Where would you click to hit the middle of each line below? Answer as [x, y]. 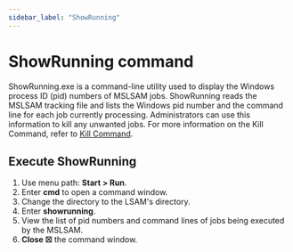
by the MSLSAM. [52, 230]
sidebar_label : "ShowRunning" [65, 17]
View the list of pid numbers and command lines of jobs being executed [153, 221]
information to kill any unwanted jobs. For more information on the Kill [136, 124]
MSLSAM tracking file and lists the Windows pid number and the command [146, 105]
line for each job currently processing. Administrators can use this [130, 114]
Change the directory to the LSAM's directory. [106, 202]
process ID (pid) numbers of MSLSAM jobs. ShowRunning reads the [133, 95]
